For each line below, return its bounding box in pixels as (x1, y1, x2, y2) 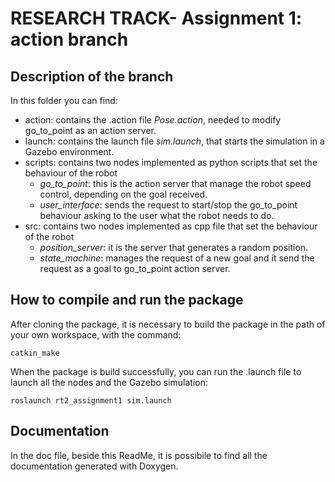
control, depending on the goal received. (39, 188, 208, 200)
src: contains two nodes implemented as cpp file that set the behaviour (24, 220, 318, 232)
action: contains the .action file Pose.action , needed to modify (24, 114, 282, 126)
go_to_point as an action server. (24, 125, 157, 136)
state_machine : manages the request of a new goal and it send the (39, 252, 315, 264)
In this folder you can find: (10, 95, 118, 106)
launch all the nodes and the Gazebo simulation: (10, 376, 209, 388)
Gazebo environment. (24, 146, 115, 157)
